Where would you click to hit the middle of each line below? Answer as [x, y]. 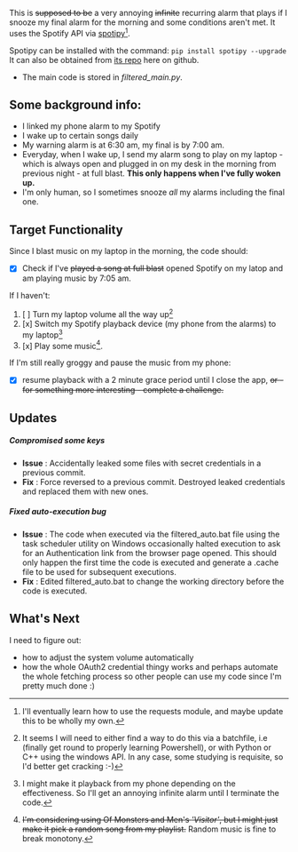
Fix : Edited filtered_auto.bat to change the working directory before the [153, 581]
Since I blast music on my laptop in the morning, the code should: [129, 251]
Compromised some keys [57, 441]
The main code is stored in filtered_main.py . [102, 77]
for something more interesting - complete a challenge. [123, 390]
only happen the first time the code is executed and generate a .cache [150, 562]
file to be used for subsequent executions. [99, 571]
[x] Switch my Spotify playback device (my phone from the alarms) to [149, 324]
